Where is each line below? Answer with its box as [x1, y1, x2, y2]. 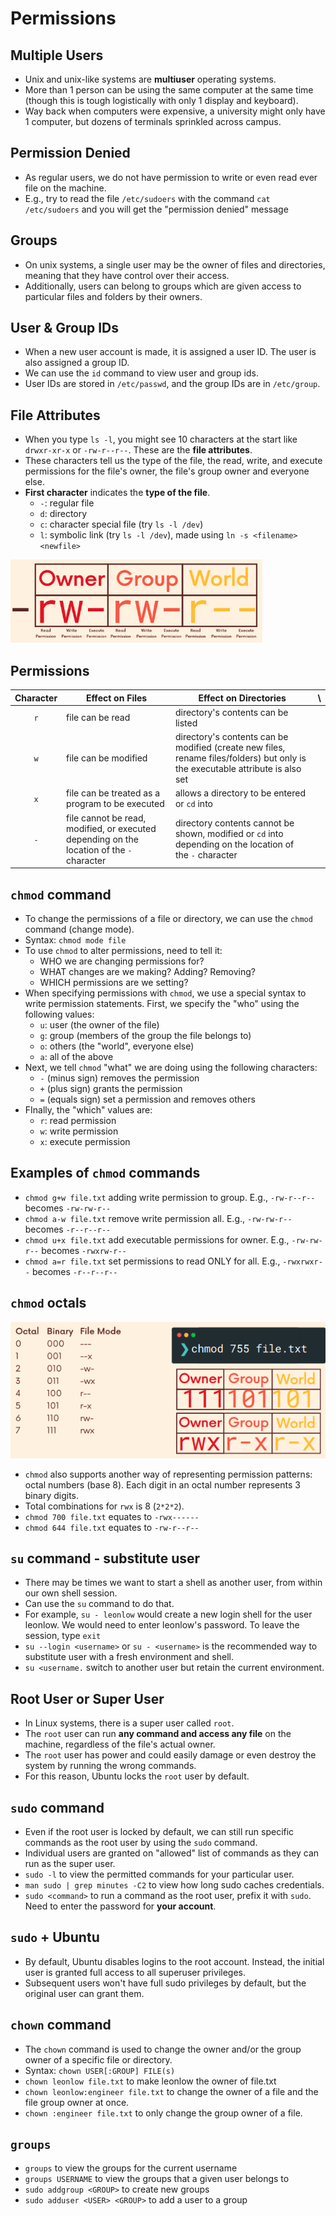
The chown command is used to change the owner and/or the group [24, 2043, 302, 2055]
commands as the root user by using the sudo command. [24, 1837, 258, 1849]
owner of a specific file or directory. [24, 2053, 173, 2066]
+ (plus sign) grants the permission [39, 1082, 183, 1094]
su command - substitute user [10, 1550, 201, 1567]
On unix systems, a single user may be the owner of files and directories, [24, 258, 326, 271]
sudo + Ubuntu [10, 1929, 100, 1946]
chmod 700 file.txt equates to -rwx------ [24, 1510, 200, 1522]
